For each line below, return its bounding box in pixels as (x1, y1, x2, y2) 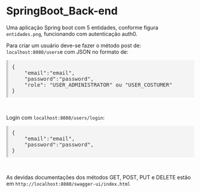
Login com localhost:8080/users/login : (6, 114, 105, 121)
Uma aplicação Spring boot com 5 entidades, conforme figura (6, 24, 159, 31)
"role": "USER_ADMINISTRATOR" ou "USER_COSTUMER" (24, 81, 173, 88)
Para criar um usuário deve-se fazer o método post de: (6, 42, 141, 49)
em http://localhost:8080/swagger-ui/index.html (6, 180, 131, 187)
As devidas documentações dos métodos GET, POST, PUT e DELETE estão (6, 173, 191, 180)
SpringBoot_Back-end (6, 4, 118, 18)
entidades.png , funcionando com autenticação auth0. (6, 30, 138, 37)
